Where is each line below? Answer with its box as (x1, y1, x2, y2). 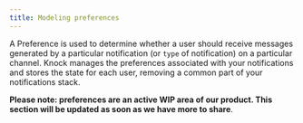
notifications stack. (9, 76, 81, 87)
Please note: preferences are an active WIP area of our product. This (9, 94, 273, 105)
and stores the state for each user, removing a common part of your (9, 67, 263, 78)
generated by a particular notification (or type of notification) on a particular (9, 47, 293, 59)
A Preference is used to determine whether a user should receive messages (9, 38, 293, 49)
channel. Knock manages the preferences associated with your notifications (9, 57, 294, 68)
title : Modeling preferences (9, 13, 120, 23)
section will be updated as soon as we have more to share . (9, 103, 234, 114)
